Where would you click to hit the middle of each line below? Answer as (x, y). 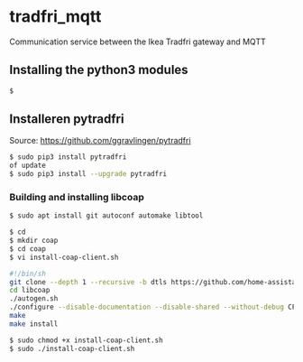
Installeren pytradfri (67, 119)
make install (34, 324)
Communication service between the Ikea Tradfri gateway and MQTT (138, 42)
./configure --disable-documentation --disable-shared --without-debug (147, 307)
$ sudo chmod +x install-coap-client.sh (87, 340)
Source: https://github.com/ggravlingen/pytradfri (100, 141)
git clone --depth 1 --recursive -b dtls (88, 282)
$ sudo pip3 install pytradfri (68, 157)
